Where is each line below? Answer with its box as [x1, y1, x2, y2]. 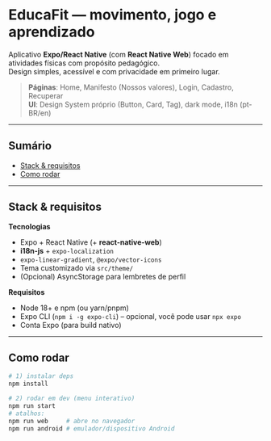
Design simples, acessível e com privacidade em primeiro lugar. [8, 66, 220, 76]
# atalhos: [8, 409, 45, 418]
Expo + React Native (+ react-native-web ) [19, 237, 163, 247]
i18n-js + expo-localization [19, 246, 115, 255]
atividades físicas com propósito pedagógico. [8, 58, 160, 68]
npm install [8, 380, 48, 388]
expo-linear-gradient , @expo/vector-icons [19, 254, 162, 264]
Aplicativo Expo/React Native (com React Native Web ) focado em [8, 49, 229, 59]
